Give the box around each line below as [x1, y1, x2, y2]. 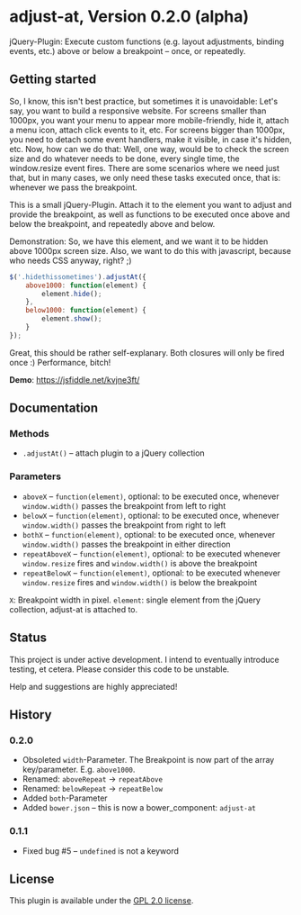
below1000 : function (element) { [25, 306, 146, 315]
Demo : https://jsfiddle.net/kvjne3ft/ [9, 374, 140, 385]
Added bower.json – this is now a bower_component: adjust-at [22, 802, 256, 813]
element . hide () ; [41, 289, 102, 298]
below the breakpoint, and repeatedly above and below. [9, 218, 216, 229]
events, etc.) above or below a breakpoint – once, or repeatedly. [9, 45, 246, 56]
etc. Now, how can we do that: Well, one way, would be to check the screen [9, 143, 289, 154]
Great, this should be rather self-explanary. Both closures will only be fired [9, 347, 285, 358]
